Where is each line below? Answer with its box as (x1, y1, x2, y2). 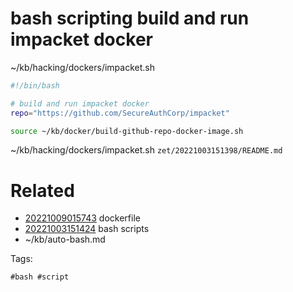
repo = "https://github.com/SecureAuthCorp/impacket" (10, 108, 230, 118)
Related (10, 179, 75, 202)
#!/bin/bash (10, 80, 60, 91)
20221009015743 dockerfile (24, 212, 141, 224)
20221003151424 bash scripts (24, 223, 150, 235)
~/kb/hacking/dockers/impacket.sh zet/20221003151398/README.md (10, 144, 283, 156)
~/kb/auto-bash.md (24, 233, 106, 246)
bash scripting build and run (10, 7, 250, 30)
